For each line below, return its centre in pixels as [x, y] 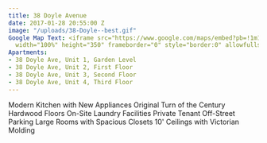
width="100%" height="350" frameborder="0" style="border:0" [119, 45]
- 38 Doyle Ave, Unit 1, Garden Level [72, 60]
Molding [22, 130]
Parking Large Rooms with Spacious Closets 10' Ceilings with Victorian [124, 122]
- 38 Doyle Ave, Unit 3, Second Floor [72, 75]
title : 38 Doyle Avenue [48, 15]
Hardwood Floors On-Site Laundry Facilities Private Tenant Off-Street [122, 113]
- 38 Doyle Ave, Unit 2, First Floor [71, 68]
